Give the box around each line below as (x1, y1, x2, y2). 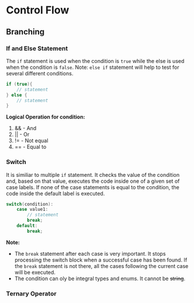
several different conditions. (6, 69, 74, 76)
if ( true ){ (6, 81, 33, 87)
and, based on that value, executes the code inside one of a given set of (6, 177, 180, 184)
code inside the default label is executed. (6, 190, 105, 197)
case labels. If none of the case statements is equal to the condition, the (6, 183, 179, 190)
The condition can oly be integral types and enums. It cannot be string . (14, 275, 186, 282)
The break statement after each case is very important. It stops (14, 250, 166, 257)
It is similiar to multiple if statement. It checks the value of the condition (6, 171, 180, 178)
